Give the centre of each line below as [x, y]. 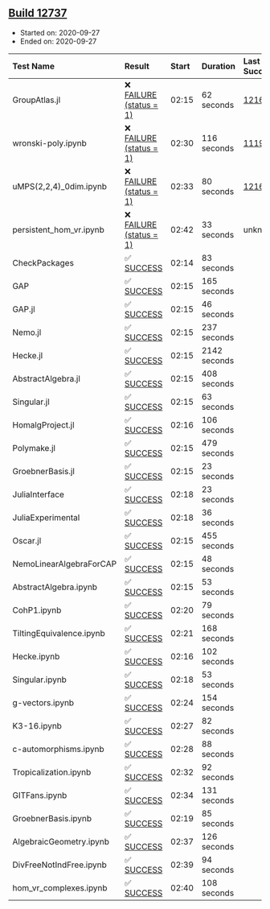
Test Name [33, 66]
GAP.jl [24, 309]
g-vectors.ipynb [43, 702]
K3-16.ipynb [37, 725]
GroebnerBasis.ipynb [52, 818]
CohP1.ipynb [37, 609]
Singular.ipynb [39, 680]
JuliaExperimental [46, 517]
